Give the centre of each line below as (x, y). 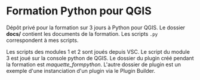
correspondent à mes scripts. (42, 40)
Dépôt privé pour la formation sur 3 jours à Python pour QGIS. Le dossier (96, 27)
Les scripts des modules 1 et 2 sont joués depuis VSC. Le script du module (98, 51)
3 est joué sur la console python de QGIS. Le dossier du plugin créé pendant (100, 58)
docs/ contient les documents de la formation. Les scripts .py (82, 33)
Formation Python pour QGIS (79, 11)
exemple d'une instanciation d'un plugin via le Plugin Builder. (81, 70)
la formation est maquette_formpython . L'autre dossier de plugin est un (93, 64)
